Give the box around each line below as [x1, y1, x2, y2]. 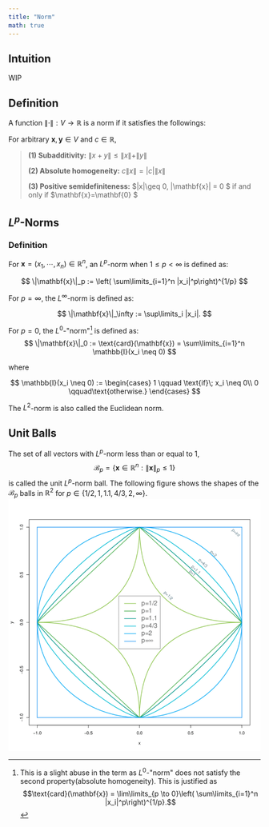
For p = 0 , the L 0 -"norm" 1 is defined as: [8, 324, 139, 335]
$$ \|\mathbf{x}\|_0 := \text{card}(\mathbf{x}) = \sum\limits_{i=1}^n [23, 338, 246, 348]
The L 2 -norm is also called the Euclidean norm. [8, 402, 164, 413]
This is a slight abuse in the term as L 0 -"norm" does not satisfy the [19, 766, 241, 777]
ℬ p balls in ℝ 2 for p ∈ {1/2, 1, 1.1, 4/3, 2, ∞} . [8, 486, 148, 500]
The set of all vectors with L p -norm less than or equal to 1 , [8, 448, 200, 458]
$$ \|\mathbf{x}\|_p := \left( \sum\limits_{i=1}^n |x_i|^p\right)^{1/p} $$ [21, 277, 248, 286]
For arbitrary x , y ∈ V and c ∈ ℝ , [8, 134, 117, 144]
